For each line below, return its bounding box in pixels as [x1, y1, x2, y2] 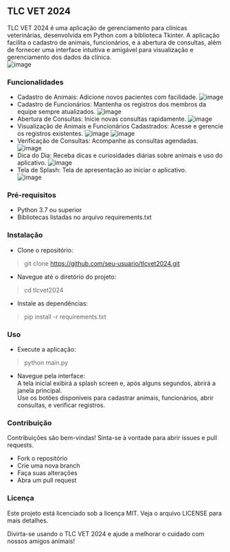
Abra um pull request [16, 476, 77, 485]
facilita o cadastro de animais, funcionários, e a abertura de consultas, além [7, 38, 222, 47]
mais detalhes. [7, 516, 49, 525]
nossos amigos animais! [7, 537, 76, 545]
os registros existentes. [16, 130, 84, 138]
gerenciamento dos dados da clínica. [7, 53, 112, 61]
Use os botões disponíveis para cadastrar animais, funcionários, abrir [16, 394, 214, 402]
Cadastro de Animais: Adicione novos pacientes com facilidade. [16, 93, 198, 102]
